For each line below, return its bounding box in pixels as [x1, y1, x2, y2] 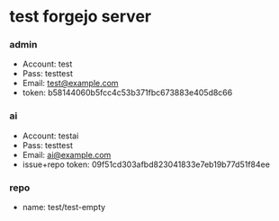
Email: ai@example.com [22, 149, 112, 160]
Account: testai [22, 130, 79, 141]
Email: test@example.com [22, 78, 119, 89]
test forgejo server [9, 6, 151, 27]
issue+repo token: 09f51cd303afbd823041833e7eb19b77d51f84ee [22, 159, 270, 170]
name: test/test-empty [22, 202, 106, 213]
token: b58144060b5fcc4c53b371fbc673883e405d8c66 [22, 87, 233, 98]
